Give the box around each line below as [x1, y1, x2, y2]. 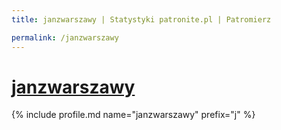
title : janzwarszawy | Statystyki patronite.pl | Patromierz [11, 14, 272, 25]
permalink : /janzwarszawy [11, 32, 119, 43]
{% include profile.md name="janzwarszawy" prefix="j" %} [11, 109, 256, 121]
